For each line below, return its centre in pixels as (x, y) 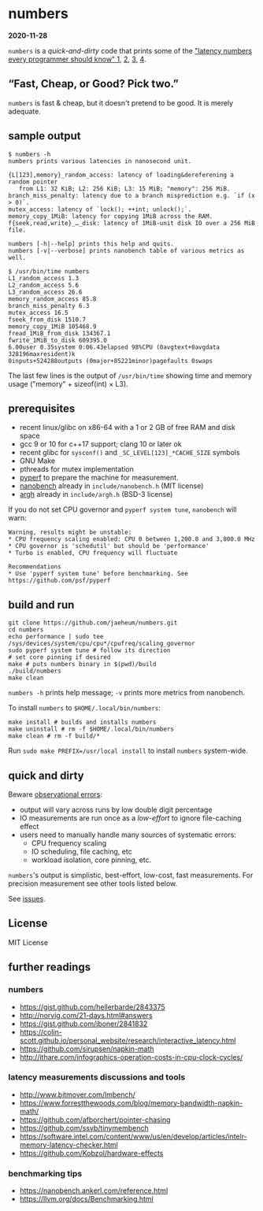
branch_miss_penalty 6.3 (49, 306)
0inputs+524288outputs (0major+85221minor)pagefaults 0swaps (111, 361)
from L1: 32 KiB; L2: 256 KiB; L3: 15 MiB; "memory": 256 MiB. (124, 189)
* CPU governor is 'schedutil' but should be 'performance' (109, 546)
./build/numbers (35, 671)
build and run (41, 604)
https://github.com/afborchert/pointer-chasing (95, 1120)
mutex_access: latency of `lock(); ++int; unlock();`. (100, 209)
